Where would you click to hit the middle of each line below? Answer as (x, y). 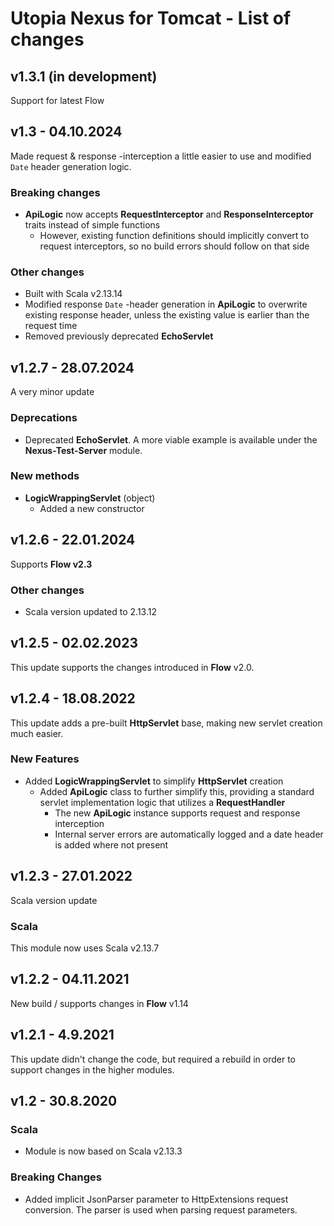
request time (51, 326)
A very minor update (52, 392)
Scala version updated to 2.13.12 (90, 611)
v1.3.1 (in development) (84, 76)
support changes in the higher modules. (92, 1069)
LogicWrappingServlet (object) (90, 498)
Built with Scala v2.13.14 (73, 294)
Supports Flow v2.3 (51, 564)
